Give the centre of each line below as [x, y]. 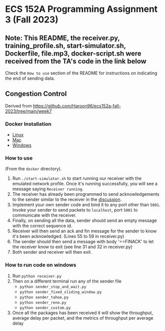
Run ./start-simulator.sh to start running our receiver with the [77, 178]
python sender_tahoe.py [44, 297]
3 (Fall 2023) [32, 20]
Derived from [19, 106]
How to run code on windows [41, 265]
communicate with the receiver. [44, 215]
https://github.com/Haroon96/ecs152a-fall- [77, 106]
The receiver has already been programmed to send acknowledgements [86, 194]
